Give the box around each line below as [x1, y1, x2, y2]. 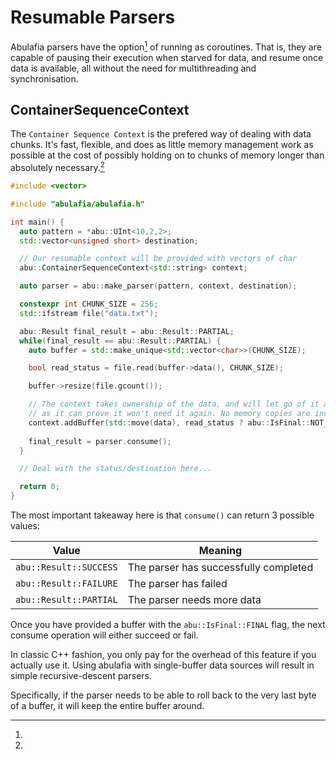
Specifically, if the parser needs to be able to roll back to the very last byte [10, 689, 317, 701]
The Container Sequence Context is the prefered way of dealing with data [10, 128, 312, 140]
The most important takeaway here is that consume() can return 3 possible [10, 509, 315, 521]
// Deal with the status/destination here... [19, 464, 213, 474]
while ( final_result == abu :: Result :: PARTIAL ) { [19, 336, 222, 346]
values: [10, 520, 40, 532]
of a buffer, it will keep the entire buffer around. [10, 700, 205, 712]
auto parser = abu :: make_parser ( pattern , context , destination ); [19, 281, 298, 291]
